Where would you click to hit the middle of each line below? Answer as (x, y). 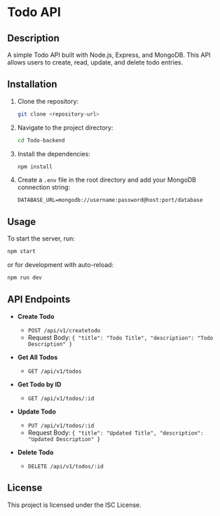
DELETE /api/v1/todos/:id (66, 466)
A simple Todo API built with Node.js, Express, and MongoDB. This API (109, 55)
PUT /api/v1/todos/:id (61, 426)
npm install (35, 167)
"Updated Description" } (64, 439)
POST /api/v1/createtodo (64, 330)
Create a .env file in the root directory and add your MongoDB (107, 180)
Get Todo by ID (39, 384)
